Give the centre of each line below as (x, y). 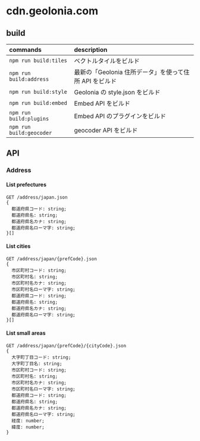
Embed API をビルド (102, 104)
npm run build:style (38, 92)
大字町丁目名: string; (37, 363)
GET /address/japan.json (37, 197)
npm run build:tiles (38, 61)
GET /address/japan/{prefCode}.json (51, 259)
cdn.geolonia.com (52, 11)
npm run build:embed (38, 103)
